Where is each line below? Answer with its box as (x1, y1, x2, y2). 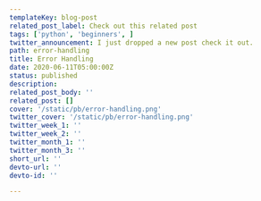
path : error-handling (9, 46, 90, 55)
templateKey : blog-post (9, 13, 98, 22)
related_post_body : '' (9, 88, 94, 96)
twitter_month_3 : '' (9, 146, 87, 155)
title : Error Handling (9, 54, 94, 63)
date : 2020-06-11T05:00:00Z (9, 63, 114, 72)
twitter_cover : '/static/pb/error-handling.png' (9, 113, 194, 121)
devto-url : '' (9, 163, 63, 172)
